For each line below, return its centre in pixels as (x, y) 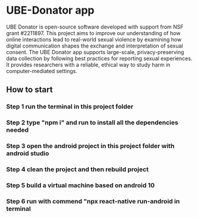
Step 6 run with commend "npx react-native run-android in (93, 201)
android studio (28, 153)
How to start (29, 90)
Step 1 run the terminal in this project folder (70, 106)
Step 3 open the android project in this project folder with (90, 146)
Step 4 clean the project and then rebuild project (77, 169)
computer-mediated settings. (42, 71)
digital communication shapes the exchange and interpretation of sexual (95, 46)
